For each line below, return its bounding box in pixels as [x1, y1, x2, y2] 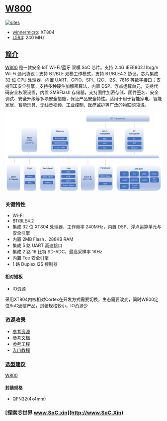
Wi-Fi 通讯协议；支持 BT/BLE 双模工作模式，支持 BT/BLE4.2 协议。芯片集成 [5, 70, 159, 76]
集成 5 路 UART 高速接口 [12, 242, 63, 248]
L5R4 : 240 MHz [12, 34, 45, 40]
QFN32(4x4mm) [12, 396, 46, 402]
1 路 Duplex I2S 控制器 [12, 261, 58, 267]
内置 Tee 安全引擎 [12, 255, 49, 261]
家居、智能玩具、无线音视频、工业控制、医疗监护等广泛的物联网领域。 [5, 102, 149, 108]
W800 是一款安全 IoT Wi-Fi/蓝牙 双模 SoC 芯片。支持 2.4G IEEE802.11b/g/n [5, 64, 159, 70]
